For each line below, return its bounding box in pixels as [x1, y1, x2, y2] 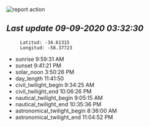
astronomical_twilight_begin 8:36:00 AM [15, 107, 118, 114]
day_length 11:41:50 [15, 75, 64, 82]
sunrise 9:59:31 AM [15, 55, 64, 63]
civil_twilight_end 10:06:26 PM [15, 88, 92, 95]
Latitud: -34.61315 [20, 39, 70, 46]
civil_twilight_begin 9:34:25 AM [15, 81, 95, 88]
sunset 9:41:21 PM [15, 61, 61, 69]
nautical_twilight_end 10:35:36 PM [15, 100, 102, 108]
